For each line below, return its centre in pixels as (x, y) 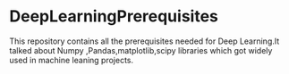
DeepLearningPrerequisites (114, 16)
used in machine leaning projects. (72, 60)
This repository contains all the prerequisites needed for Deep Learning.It (144, 41)
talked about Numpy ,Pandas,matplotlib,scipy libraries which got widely (141, 50)
